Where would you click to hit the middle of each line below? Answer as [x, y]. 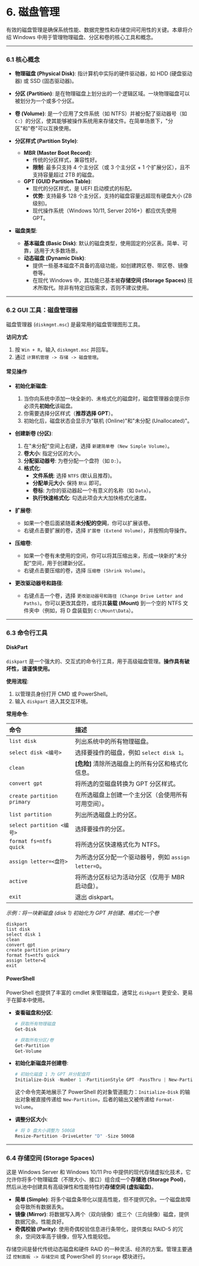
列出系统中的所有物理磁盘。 [113, 741]
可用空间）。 [91, 803]
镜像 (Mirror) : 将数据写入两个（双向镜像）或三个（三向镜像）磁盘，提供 [102, 1214]
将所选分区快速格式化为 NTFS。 [119, 844]
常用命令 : [17, 714]
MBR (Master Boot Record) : [58, 153]
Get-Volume [28, 1051]
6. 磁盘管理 [33, 12]
